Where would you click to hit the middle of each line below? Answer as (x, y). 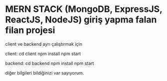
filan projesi (30, 30)
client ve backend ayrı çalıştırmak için (44, 44)
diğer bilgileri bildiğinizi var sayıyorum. (45, 73)
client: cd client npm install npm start (43, 54)
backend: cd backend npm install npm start (50, 63)
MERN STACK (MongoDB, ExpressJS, (84, 9)
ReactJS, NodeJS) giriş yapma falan (81, 20)
